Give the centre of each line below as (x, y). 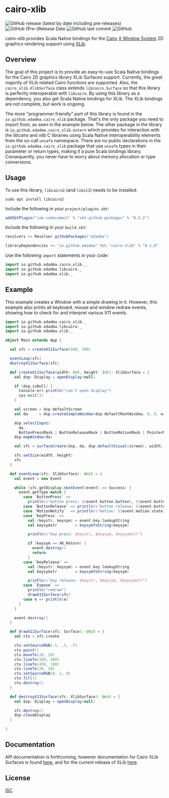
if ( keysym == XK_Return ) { (57, 543)
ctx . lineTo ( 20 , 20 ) (35, 669)
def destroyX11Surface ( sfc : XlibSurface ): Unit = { (65, 697)
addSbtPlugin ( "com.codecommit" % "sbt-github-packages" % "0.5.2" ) (77, 218)
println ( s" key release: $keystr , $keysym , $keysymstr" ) (87, 581)
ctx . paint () (27, 650)
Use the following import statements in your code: (57, 255)
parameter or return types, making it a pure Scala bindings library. (73, 151)
